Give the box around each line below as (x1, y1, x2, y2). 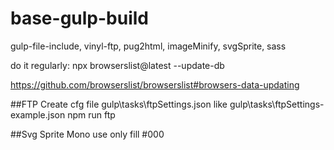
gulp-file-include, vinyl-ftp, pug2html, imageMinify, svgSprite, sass (10, 40, 287, 52)
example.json (10, 108, 66, 121)
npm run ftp (67, 108, 116, 121)
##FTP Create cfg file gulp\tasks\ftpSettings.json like (10, 98, 228, 110)
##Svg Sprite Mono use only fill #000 (10, 128, 165, 140)
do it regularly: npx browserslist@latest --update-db (10, 59, 225, 71)
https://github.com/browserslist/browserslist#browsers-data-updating (10, 78, 300, 91)
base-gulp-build (10, 7, 150, 30)
